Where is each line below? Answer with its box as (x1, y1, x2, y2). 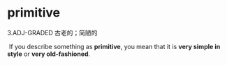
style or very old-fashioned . (7, 50, 91, 58)
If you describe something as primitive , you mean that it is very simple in (8, 42, 221, 50)
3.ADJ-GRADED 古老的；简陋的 (7, 28, 98, 37)
